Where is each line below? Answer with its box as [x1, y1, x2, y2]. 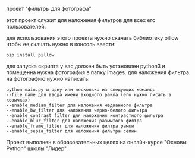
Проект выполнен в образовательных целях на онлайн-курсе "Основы [6, 139, 187, 146]
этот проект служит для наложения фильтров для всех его [6, 17, 156, 23]
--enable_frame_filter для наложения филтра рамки [6, 123, 134, 129]
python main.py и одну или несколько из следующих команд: [6, 87, 156, 93]
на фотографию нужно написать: [6, 75, 90, 82]
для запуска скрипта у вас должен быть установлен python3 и [6, 62, 165, 69]
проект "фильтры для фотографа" [6, 5, 92, 12]
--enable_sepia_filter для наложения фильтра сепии [6, 128, 137, 134]
